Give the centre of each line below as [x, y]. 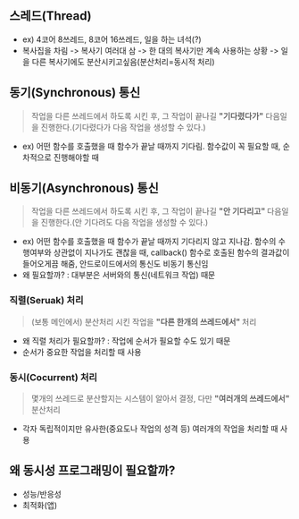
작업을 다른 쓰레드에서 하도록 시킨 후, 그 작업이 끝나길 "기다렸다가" [147, 115]
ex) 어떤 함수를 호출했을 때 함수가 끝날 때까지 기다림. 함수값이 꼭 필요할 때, [151, 146]
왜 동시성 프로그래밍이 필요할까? [92, 471]
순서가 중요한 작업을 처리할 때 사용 [82, 352]
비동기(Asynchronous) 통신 [84, 188]
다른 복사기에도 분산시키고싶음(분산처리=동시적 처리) [124, 62]
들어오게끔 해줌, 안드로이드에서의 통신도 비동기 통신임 [115, 264]
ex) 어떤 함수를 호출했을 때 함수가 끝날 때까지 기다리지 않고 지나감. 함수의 [149, 242]
